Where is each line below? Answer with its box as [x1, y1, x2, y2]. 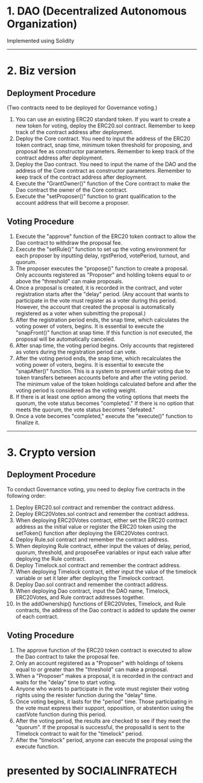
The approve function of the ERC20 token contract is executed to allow [15, 646, 192, 654]
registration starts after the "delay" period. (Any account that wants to [15, 290, 189, 297]
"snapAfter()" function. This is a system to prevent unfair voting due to [15, 367, 190, 375]
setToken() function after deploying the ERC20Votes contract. [15, 529, 169, 536]
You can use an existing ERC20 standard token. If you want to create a [15, 115, 191, 123]
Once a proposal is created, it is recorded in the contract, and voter [15, 284, 183, 291]
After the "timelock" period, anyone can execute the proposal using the [15, 736, 193, 744]
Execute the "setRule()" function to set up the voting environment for [15, 245, 187, 253]
